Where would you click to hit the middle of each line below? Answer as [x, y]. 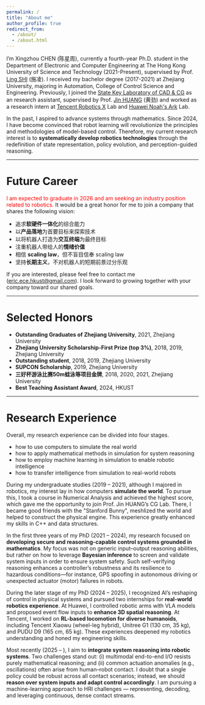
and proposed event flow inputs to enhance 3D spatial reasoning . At [93, 612]
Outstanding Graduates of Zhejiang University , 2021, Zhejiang [95, 334]
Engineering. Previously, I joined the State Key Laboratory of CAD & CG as [99, 93]
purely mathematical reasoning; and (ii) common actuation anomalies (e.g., [100, 663]
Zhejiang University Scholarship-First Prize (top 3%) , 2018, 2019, [99, 347]
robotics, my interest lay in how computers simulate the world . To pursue [99, 491]
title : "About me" [30, 18]
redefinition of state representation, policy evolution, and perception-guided [102, 144]
